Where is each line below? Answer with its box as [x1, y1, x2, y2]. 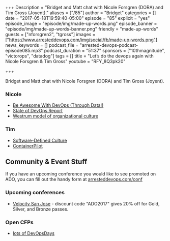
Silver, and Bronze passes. [12, 206, 69, 212]
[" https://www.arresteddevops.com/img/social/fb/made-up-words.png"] [5, 37, 158, 43]
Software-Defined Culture [12, 137, 67, 143]
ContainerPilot [12, 142, 43, 149]
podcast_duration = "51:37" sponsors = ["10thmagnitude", [44, 48, 165, 53]
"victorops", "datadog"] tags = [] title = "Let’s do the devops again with [5, 53, 154, 59]
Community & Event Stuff [5, 157, 88, 166]
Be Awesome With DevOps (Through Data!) [12, 102, 104, 108]
